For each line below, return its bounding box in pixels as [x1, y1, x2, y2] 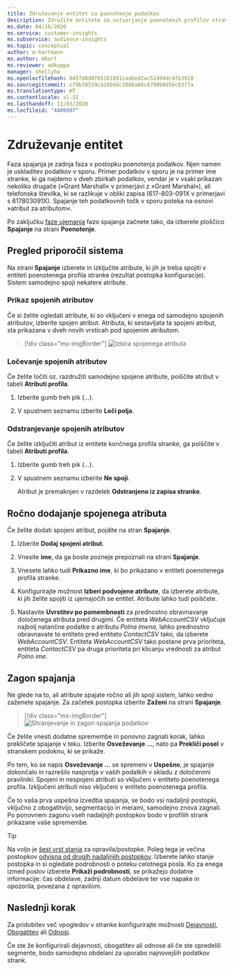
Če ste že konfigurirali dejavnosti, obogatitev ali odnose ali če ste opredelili [7, 941, 221, 949]
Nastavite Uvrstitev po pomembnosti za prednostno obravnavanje [17, 608, 208, 616]
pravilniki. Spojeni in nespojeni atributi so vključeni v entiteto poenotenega [7, 775, 220, 784]
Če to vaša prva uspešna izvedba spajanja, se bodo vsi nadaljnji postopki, [7, 796, 218, 805]
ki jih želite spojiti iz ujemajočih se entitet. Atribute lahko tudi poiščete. [17, 595, 218, 603]
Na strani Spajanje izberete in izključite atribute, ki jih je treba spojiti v [7, 263, 207, 271]
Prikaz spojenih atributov [7, 296, 94, 305]
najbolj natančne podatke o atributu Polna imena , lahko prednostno [17, 622, 209, 631]
